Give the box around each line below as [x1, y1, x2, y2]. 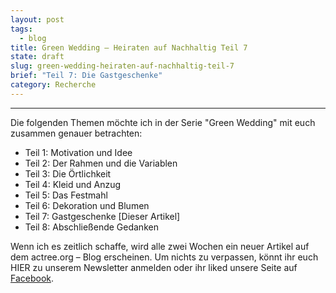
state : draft [10, 52, 65, 62]
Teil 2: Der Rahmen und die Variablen [24, 157, 178, 169]
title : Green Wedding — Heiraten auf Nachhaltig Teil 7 [10, 42, 248, 53]
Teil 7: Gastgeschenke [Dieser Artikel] [24, 210, 181, 222]
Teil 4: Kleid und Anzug [24, 178, 122, 190]
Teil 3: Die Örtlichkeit [24, 167, 112, 180]
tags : [10, 24, 33, 34]
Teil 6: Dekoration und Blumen [24, 199, 150, 211]
